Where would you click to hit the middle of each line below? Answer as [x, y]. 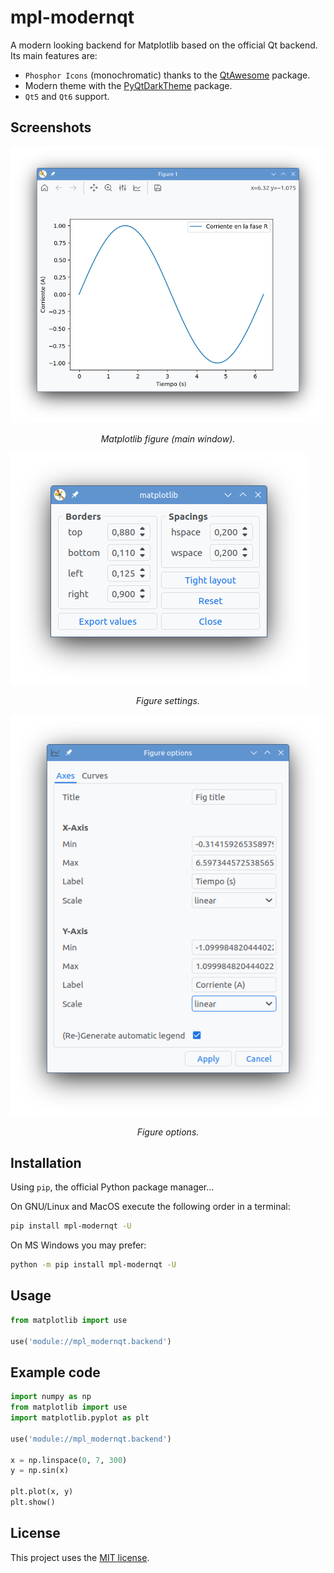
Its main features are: [54, 55]
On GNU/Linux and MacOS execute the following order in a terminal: [150, 1207]
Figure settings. [168, 701]
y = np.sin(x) [40, 1471]
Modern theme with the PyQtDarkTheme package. [128, 85]
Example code [55, 1372]
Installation [46, 1162]
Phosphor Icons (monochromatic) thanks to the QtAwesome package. [167, 75]
